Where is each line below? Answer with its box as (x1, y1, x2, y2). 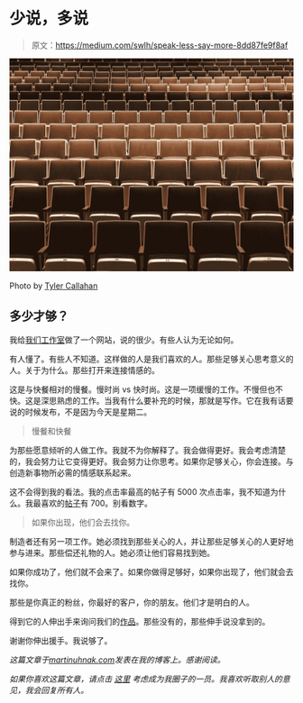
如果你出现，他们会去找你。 (31, 516, 135, 527)
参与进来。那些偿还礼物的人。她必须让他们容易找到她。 (9, 547, 215, 558)
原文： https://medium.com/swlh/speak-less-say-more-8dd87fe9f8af (31, 40, 289, 50)
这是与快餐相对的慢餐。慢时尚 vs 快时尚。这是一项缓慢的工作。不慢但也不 (9, 384, 284, 395)
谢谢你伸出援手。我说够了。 (9, 635, 113, 645)
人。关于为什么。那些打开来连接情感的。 (9, 364, 160, 375)
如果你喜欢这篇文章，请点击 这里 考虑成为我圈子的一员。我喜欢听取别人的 (9, 673, 282, 684)
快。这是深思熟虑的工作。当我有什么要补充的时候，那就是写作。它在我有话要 (9, 395, 294, 406)
